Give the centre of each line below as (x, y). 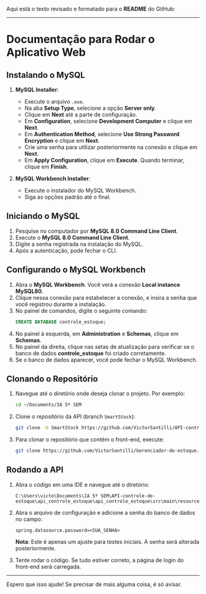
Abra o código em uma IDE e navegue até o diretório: (82, 484)
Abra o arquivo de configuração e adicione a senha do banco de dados (105, 512)
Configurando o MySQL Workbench (76, 270)
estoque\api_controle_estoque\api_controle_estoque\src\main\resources (109, 501)
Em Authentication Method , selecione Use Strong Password (102, 134)
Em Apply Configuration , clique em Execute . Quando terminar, (104, 160)
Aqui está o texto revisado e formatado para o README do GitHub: (91, 9)
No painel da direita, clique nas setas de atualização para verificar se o (105, 346)
